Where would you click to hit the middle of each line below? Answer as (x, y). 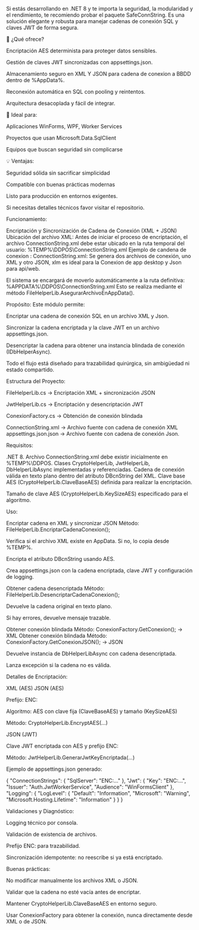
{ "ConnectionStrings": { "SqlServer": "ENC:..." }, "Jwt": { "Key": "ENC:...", (96, 781)
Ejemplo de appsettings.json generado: (54, 769)
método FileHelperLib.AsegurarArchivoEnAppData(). (70, 293)
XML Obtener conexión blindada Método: (57, 635)
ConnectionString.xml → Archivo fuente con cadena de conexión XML (92, 427)
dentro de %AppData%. (35, 80)
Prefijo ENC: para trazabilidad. (43, 846)
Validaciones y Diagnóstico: (40, 811)
